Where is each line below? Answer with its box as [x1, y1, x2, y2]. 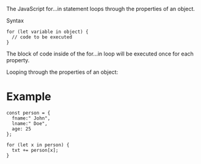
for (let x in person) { [6, 141, 70, 148]
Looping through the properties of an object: [6, 68, 119, 76]
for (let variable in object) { [6, 29, 89, 35]
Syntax [6, 17, 24, 24]
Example [6, 90, 51, 104]
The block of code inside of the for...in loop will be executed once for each [6, 50, 194, 57]
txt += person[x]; [12, 147, 59, 153]
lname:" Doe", [12, 120, 48, 127]
